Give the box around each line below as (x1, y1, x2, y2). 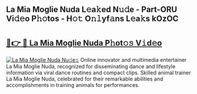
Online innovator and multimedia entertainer (80, 57, 187, 63)
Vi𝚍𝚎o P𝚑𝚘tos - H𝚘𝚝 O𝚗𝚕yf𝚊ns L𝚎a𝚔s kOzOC (6, 14, 179, 24)
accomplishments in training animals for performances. (6, 82, 140, 88)
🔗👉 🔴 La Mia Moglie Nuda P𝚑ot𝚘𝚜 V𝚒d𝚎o (6, 38, 162, 48)
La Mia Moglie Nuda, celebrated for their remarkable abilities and (6, 75, 163, 82)
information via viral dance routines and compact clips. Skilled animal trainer (6, 69, 191, 76)
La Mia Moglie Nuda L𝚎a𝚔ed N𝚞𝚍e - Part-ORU (6, 5, 178, 15)
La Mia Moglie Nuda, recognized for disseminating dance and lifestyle (6, 63, 176, 69)
